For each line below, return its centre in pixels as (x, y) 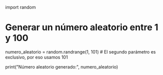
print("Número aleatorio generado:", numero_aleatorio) (62, 66)
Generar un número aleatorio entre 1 (82, 27)
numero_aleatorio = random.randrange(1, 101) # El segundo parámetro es (80, 51)
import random (21, 7)
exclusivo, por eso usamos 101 (37, 57)
